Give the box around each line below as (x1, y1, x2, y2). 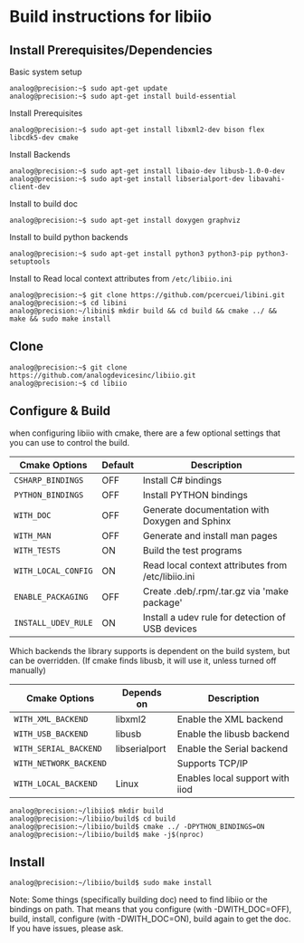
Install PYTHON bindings (142, 488, 249, 501)
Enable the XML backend (176, 713, 283, 726)
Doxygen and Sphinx (142, 515, 232, 527)
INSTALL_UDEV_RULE (14, 618, 93, 628)
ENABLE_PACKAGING (14, 592, 89, 601)
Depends (121, 686, 162, 698)
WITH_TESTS (14, 545, 61, 555)
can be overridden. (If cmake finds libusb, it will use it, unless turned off (9, 655, 277, 666)
